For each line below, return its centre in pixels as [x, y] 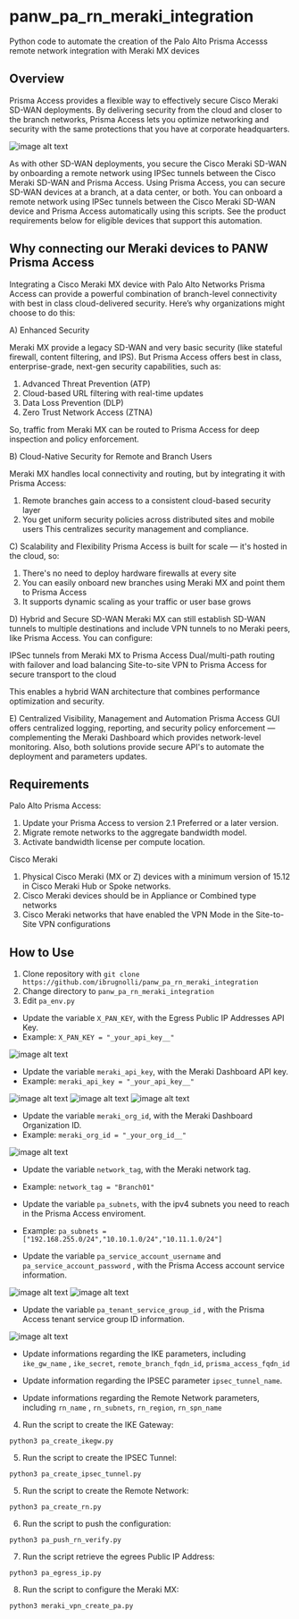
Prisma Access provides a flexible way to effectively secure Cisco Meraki [144, 100]
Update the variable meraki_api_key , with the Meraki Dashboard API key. [155, 1072]
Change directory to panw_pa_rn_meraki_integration [118, 991]
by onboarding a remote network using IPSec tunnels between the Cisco [143, 173]
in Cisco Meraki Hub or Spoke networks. [96, 886]
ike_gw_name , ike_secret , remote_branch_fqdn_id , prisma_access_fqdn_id [156, 1363]
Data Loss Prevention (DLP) [73, 402]
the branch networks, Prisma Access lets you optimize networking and [139, 119]
